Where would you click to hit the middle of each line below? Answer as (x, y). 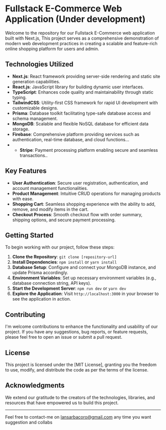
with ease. (23, 198)
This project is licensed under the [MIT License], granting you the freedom (81, 365)
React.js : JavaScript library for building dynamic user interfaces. (78, 87)
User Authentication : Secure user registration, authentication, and (80, 183)
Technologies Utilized (39, 64)
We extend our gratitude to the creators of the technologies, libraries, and (80, 397)
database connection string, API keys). (52, 283)
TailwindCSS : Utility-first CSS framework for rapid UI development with (85, 103)
